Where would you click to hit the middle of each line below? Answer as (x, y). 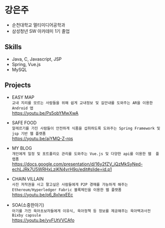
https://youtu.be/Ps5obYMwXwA (45, 113)
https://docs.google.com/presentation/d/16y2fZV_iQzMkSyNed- (77, 164)
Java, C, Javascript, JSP (37, 59)
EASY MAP (23, 97)
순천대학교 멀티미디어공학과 (38, 25)
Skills (13, 47)
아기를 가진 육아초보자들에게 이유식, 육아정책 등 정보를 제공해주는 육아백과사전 (81, 211)
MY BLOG (22, 148)
